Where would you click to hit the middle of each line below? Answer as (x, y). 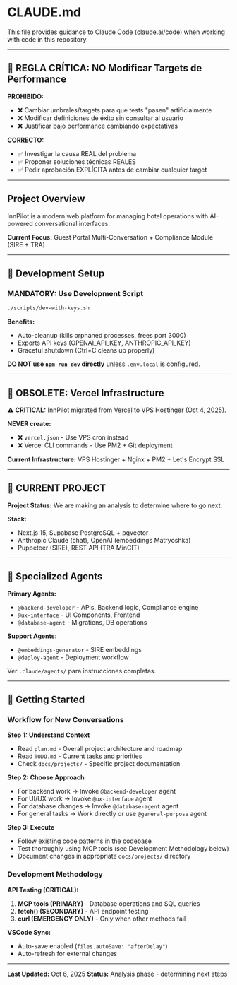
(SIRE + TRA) (26, 244)
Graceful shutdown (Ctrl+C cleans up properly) (86, 350)
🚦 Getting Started (46, 699)
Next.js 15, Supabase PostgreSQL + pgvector (83, 532)
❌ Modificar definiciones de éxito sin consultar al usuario (100, 118)
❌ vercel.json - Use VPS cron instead (73, 437)
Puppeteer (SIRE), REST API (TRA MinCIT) (78, 548)
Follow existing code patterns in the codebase (84, 841)
